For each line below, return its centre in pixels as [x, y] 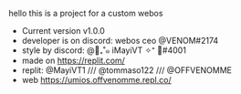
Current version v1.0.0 [63, 31]
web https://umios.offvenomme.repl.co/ [96, 80]
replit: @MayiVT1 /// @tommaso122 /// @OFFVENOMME [127, 70]
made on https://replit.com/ [73, 60]
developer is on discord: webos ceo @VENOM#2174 [120, 41]
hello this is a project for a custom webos [86, 13]
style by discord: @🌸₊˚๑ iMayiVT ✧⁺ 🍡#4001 [104, 50]
